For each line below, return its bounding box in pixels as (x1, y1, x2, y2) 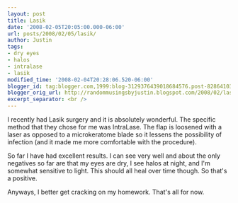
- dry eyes (7, 50, 40, 57)
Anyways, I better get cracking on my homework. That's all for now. (7, 188, 205, 196)
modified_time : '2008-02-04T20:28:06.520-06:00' (7, 76, 154, 83)
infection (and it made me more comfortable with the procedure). (7, 138, 197, 146)
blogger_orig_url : (7, 89, 62, 96)
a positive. (7, 174, 38, 182)
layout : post (7, 10, 46, 18)
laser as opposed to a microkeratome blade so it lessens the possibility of (7, 130, 222, 139)
